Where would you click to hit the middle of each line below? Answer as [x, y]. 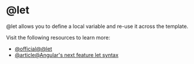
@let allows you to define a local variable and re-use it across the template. [97, 26]
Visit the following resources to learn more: [58, 37]
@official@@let [33, 49]
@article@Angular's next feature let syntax [66, 55]
